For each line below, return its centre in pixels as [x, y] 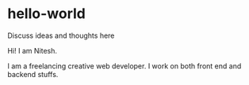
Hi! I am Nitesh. [32, 50]
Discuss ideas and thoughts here [61, 35]
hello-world [47, 14]
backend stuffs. [33, 74]
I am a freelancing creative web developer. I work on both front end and [125, 66]
